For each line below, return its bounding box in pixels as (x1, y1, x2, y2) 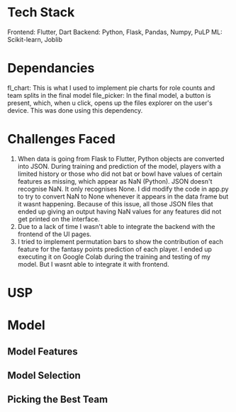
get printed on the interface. (17, 214, 101, 223)
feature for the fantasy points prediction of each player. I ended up (17, 245, 213, 253)
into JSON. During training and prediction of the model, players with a (17, 162, 221, 170)
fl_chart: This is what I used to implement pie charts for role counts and (7, 83, 215, 92)
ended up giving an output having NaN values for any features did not (17, 207, 222, 216)
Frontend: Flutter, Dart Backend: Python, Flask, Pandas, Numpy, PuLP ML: (7, 28, 223, 36)
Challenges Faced (7, 131, 116, 147)
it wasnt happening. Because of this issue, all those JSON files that (17, 199, 214, 208)
